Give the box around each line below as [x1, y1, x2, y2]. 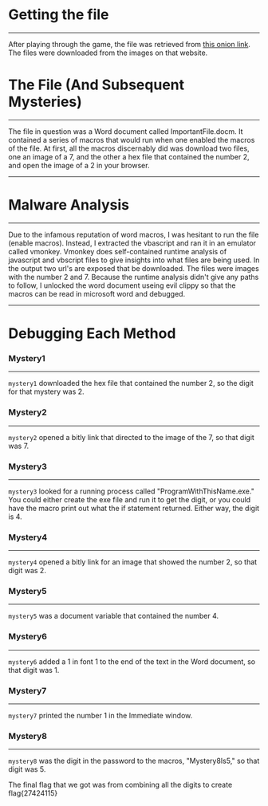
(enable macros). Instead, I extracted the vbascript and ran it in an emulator [8, 238, 257, 248]
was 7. [8, 441, 30, 450]
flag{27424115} [8, 788, 58, 798]
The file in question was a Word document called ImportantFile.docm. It [8, 126, 243, 136]
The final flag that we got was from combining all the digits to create [8, 780, 233, 790]
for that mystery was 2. [8, 387, 85, 396]
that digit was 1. [8, 665, 60, 674]
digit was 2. [8, 566, 46, 576]
